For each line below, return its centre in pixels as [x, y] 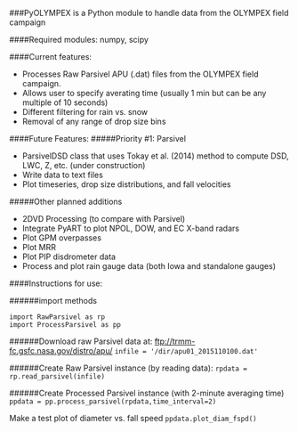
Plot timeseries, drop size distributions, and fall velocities [126, 184]
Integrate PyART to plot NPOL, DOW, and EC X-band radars [131, 228]
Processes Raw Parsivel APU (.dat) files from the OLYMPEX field [140, 74]
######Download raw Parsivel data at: [81, 341]
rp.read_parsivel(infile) [57, 377]
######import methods [53, 301]
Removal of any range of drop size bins [94, 121]
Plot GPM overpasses [62, 238]
